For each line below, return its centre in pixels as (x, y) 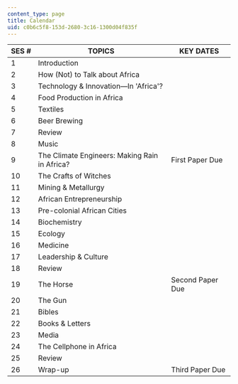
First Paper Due (197, 160)
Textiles (51, 110)
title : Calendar (31, 21)
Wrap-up (53, 370)
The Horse (56, 284)
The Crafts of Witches (74, 176)
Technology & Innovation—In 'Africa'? (100, 86)
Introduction (58, 63)
